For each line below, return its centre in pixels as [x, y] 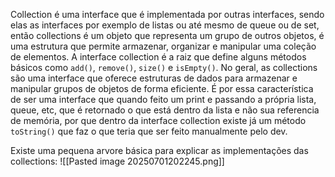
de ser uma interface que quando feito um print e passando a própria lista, [163, 99]
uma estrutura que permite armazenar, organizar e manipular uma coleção [163, 46]
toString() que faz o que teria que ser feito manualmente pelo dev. [149, 131]
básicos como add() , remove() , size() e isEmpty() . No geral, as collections [164, 67]
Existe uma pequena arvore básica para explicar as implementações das [159, 150]
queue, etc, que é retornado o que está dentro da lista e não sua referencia [165, 110]
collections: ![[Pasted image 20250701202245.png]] [117, 161]
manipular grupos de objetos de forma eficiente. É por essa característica [162, 88]
